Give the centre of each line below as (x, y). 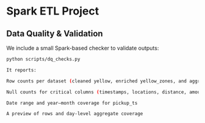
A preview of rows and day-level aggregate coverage (75, 114)
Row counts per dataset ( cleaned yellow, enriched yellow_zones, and (97, 81)
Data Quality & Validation (55, 34)
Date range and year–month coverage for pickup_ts (72, 103)
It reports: (21, 70)
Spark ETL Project (53, 11)
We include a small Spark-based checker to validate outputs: (83, 48)
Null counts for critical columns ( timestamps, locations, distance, (97, 92)
